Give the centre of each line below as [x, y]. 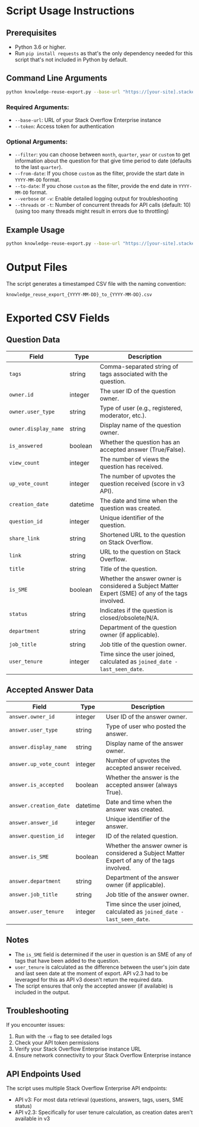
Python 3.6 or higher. [40, 47]
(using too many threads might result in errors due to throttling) [92, 211]
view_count [24, 463]
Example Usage [36, 230]
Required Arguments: [38, 107]
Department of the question [138, 627]
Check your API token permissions [57, 1043]
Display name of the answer [145, 743]
